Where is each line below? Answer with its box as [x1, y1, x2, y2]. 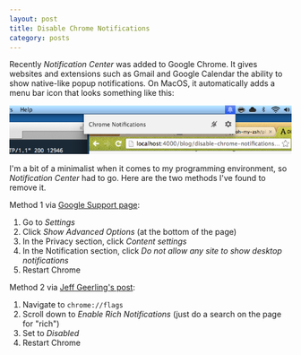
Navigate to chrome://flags [21, 299, 124, 310]
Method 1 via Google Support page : [9, 200, 141, 211]
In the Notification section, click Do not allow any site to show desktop [21, 246, 282, 256]
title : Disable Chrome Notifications [9, 23, 150, 33]
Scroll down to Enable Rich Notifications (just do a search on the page [21, 309, 282, 320]
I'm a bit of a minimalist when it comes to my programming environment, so [9, 163, 288, 174]
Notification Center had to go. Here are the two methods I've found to [9, 173, 266, 184]
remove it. [9, 182, 47, 193]
